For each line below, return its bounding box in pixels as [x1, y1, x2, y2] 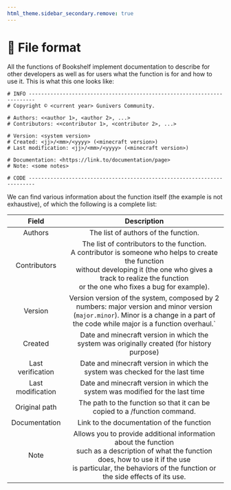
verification [17, 367, 55, 377]
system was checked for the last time [84, 367, 205, 377]
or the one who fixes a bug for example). [78, 282, 210, 291]
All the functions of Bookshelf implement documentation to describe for [7, 63, 210, 71]
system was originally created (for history [77, 338, 212, 348]
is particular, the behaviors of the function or [71, 463, 217, 473]
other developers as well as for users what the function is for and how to [7, 69, 212, 78]
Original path [14, 402, 57, 412]
